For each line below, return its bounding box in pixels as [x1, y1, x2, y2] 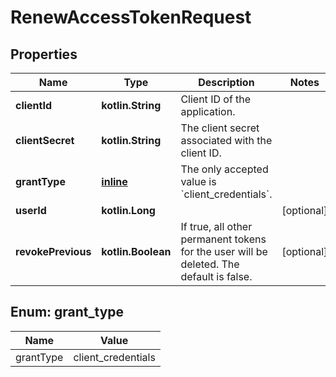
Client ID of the [180, 92, 252, 106]
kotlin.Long [101, 204, 156, 217]
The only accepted [180, 162, 269, 176]
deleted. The [180, 257, 240, 271]
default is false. [180, 270, 253, 283]
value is [180, 175, 217, 188]
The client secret [180, 121, 260, 135]
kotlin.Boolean [101, 245, 172, 258]
